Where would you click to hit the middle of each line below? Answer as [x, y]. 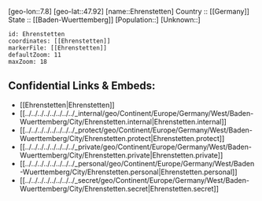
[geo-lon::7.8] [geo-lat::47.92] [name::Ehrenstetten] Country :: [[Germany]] [129, 11]
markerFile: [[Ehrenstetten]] [58, 48]
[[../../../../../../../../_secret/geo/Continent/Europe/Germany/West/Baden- [135, 180]
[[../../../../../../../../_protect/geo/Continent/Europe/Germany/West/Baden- [136, 130]
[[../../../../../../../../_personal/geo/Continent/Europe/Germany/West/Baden [137, 163]
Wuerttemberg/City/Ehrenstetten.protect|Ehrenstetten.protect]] [122, 138]
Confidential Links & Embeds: [82, 86]
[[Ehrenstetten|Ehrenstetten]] [67, 105]
